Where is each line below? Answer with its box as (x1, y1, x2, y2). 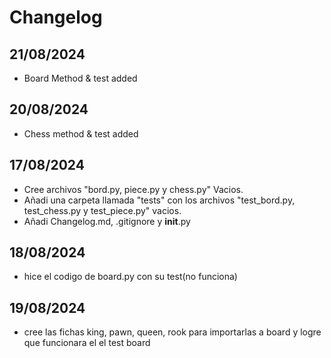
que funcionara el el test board (23, 337, 151, 349)
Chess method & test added (23, 127, 139, 140)
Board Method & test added (23, 72, 138, 84)
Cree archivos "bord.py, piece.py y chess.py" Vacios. (23, 183, 244, 195)
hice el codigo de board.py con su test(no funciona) (23, 271, 238, 283)
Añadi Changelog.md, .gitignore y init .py (23, 215, 191, 227)
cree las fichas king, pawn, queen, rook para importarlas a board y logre (23, 326, 322, 338)
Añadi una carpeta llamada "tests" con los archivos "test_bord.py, (23, 194, 296, 206)
